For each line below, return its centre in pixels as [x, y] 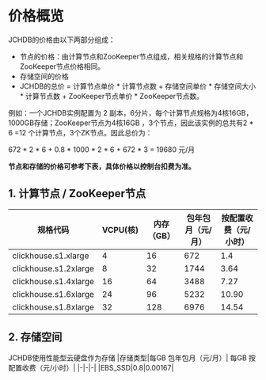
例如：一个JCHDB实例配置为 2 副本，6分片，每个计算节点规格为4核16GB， [131, 112]
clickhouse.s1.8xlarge [53, 307]
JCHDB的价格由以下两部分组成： [62, 40]
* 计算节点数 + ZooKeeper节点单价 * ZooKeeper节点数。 [112, 96]
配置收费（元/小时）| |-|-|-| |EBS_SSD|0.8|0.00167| [91, 367]
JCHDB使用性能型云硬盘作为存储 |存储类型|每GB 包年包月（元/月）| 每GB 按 [132, 358]
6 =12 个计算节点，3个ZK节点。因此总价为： [80, 132]
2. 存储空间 [35, 337]
